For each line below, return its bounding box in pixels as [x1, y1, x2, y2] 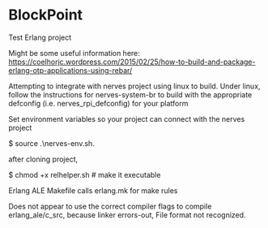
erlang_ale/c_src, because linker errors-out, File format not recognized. [8, 209, 246, 220]
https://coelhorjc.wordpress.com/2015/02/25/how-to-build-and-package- [8, 57, 256, 67]
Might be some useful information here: [8, 48, 140, 58]
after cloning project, [8, 154, 79, 164]
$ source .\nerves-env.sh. [8, 138, 95, 148]
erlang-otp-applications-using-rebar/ [8, 65, 133, 75]
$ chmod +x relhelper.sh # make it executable [8, 170, 161, 179]
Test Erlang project [8, 32, 72, 42]
